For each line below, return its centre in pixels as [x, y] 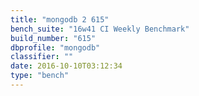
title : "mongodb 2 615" [60, 19]
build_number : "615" [53, 38]
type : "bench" [40, 76]
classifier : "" [42, 57]
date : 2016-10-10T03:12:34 [66, 66]
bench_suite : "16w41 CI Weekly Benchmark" [100, 29]
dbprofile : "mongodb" [55, 47]
